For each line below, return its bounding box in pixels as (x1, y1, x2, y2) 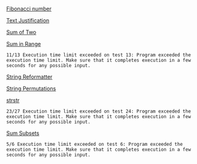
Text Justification (6, 17, 50, 24)
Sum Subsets (6, 130, 39, 137)
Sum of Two (6, 28, 36, 36)
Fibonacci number (6, 5, 52, 12)
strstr (6, 97, 20, 103)
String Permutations (6, 85, 56, 92)
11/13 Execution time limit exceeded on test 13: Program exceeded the (6, 52, 191, 58)
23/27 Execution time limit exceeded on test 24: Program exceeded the (6, 108, 191, 114)
